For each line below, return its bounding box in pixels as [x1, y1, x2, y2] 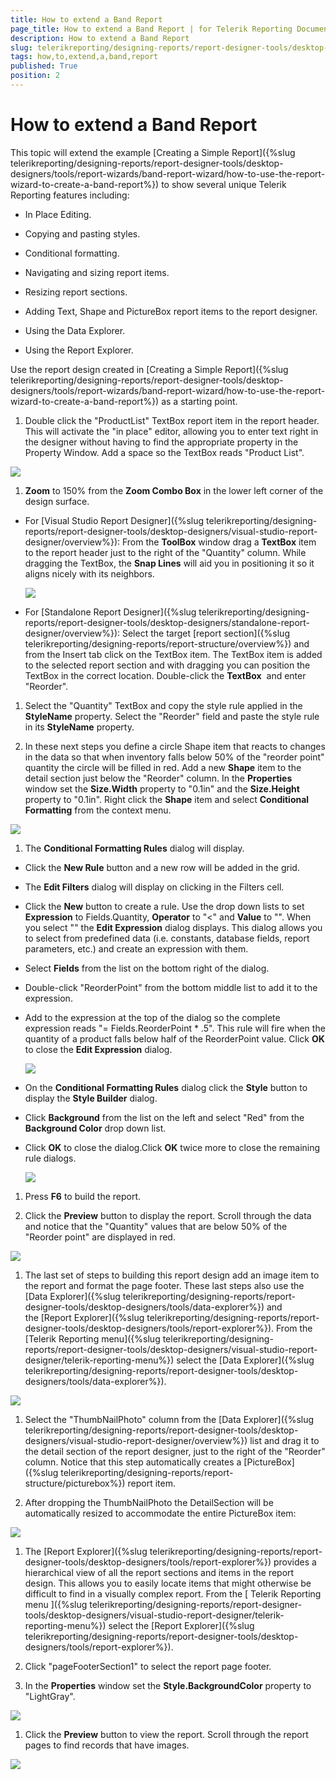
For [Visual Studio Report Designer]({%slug [24, 514, 205, 526]
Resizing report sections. [24, 286, 128, 298]
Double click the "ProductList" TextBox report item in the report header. [24, 414, 320, 426]
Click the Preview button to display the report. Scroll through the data [24, 1209, 312, 1221]
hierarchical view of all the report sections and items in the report [24, 1566, 295, 1578]
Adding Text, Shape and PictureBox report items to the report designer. [24, 305, 318, 317]
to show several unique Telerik [161, 178, 287, 190]
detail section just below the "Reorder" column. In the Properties [24, 772, 293, 784]
